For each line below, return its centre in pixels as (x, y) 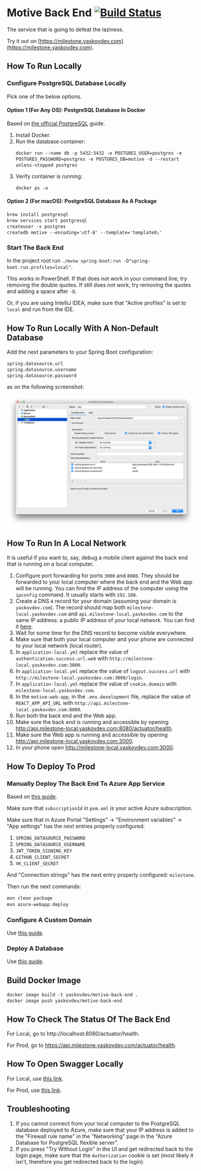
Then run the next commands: (44, 886)
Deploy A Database (35, 949)
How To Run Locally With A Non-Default (83, 328)
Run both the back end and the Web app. (66, 716)
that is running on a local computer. (51, 564)
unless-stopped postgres (46, 165)
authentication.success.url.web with (62, 659)
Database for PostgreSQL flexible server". (67, 1142)
